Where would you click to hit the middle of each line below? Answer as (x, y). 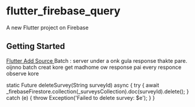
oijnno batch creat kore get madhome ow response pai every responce (94, 67)
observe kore (22, 74)
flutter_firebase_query (64, 11)
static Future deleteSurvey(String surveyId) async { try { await (83, 85)
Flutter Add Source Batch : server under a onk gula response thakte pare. (97, 60)
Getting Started (36, 46)
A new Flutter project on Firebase (47, 27)
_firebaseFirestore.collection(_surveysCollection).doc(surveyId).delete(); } (97, 91)
